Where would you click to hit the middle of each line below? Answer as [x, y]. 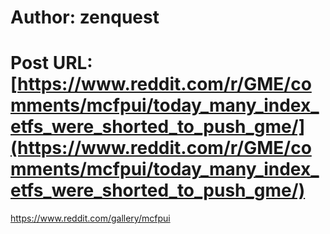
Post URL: [51, 63]
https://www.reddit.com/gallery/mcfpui [90, 218]
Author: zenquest [85, 17]
